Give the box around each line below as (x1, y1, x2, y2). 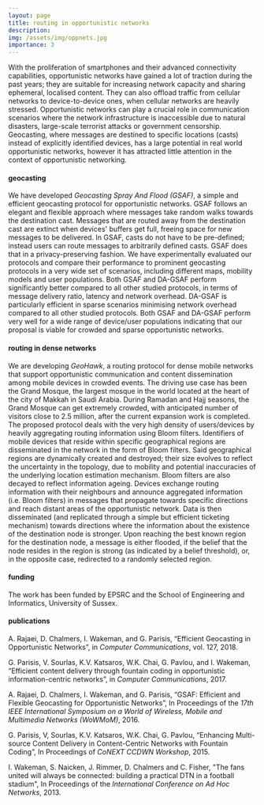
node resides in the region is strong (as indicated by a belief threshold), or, (8, 546, 251, 555)
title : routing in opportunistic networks (8, 19, 150, 27)
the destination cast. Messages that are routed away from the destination (8, 216, 246, 225)
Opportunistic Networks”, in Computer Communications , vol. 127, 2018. (8, 642, 238, 652)
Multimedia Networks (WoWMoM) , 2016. (8, 715, 140, 724)
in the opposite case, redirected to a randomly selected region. (8, 554, 213, 564)
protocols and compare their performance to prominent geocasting (8, 258, 226, 267)
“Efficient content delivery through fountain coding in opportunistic (8, 666, 226, 675)
